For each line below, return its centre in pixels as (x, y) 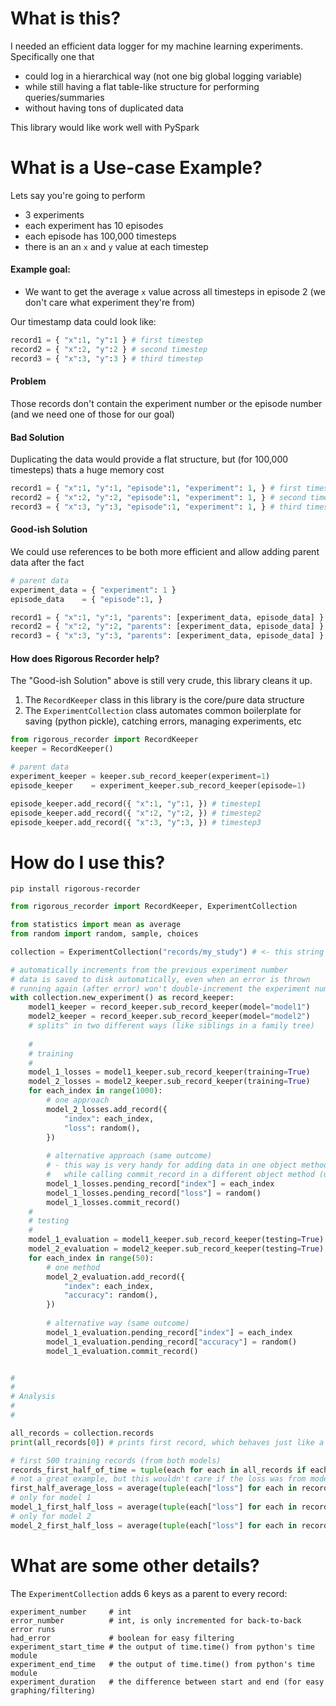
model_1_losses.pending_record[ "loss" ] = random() (154, 1193)
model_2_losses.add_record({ (107, 1109)
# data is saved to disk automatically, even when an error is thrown (160, 979)
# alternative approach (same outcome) (129, 1156)
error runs (33, 1629)
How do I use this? (88, 862)
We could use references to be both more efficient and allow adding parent (165, 551)
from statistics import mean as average (96, 925)
